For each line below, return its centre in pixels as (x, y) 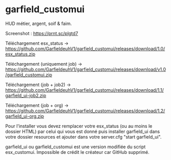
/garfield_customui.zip (29, 74)
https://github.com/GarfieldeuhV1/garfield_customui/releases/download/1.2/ (85, 111)
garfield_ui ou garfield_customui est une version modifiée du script (76, 147)
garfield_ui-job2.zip (26, 95)
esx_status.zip (20, 54)
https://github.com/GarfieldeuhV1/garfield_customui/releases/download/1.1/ (85, 90)
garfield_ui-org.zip (25, 116)
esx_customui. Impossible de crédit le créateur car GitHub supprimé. (77, 152)
